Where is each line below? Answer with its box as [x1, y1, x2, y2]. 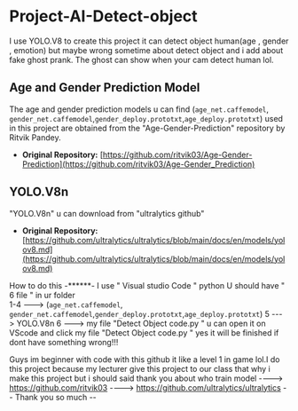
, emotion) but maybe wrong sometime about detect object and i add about [9, 44, 284, 55]
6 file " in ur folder [9, 289, 75, 300]
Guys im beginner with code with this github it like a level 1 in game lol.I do [9, 353, 280, 365]
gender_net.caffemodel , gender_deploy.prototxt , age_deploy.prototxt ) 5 [9, 308, 271, 319]
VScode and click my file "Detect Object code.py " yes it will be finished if [9, 327, 279, 338]
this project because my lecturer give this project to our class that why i [9, 363, 271, 374]
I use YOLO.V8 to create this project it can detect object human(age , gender [9, 36, 289, 46]
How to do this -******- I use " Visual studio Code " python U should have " [9, 280, 286, 290]
